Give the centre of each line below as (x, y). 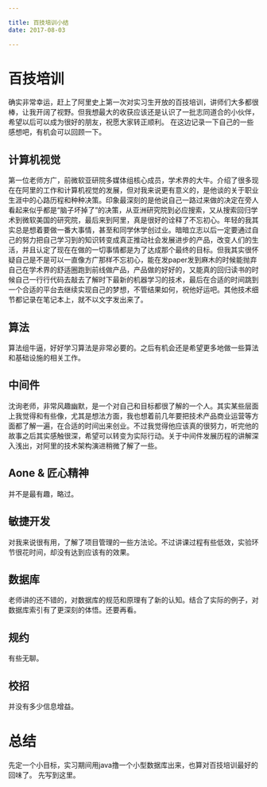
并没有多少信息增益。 (43, 706)
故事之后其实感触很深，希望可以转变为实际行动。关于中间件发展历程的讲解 (130, 435)
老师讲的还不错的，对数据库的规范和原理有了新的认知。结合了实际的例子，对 (133, 600)
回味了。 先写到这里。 (44, 775)
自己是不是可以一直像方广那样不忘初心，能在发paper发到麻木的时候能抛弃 (136, 260)
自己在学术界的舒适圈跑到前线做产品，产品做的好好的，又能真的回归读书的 (130, 270)
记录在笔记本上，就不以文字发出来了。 (85, 300)
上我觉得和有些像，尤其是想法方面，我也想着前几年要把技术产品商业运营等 (130, 415)
